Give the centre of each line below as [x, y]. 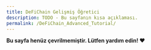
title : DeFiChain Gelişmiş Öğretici [53, 12]
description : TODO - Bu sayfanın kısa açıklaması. [72, 18]
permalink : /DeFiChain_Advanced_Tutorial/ [61, 23]
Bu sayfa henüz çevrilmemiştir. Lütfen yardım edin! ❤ [76, 41]
